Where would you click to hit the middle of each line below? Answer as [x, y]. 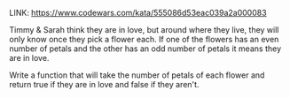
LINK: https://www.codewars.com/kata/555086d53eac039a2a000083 [138, 13]
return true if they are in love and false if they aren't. [104, 84]
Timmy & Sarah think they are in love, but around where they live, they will [144, 30]
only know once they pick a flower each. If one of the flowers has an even [144, 39]
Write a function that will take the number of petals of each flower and [137, 75]
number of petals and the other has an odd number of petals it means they [145, 49]
